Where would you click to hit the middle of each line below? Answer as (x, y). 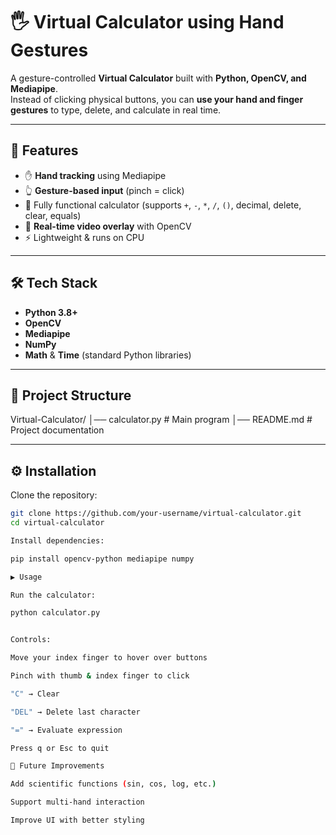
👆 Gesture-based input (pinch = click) (104, 190)
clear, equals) (53, 215)
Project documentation (57, 430)
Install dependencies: (57, 540)
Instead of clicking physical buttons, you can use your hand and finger (157, 99)
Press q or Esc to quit (60, 748)
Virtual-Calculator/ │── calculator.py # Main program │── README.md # (161, 420)
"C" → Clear (35, 694)
